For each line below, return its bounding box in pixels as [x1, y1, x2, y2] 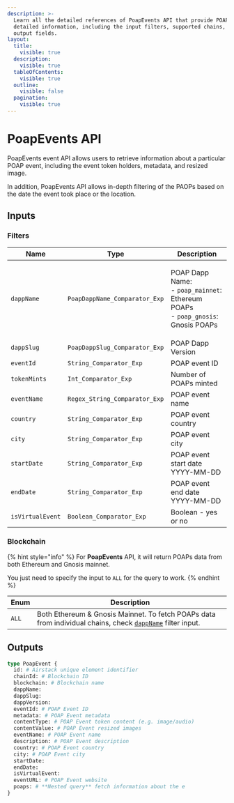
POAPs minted [170, 378, 218, 388]
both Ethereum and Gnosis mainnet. [7, 560, 110, 568]
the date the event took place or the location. [7, 190, 136, 198]
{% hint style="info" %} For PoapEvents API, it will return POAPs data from [7, 552, 223, 561]
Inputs [7, 210, 36, 222]
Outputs [7, 642, 44, 654]
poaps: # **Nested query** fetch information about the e [13, 783, 186, 790]
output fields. [13, 29, 58, 37]
